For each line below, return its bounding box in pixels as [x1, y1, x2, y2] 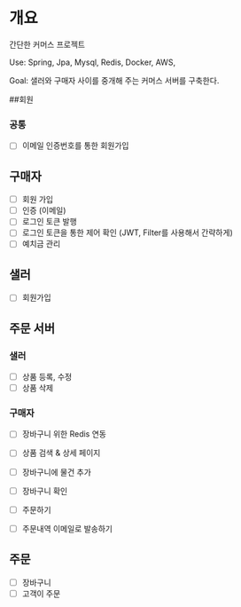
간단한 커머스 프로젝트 [9, 39, 86, 50]
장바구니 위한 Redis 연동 [21, 429, 106, 439]
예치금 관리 [21, 239, 61, 249]
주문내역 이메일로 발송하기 [21, 523, 113, 533]
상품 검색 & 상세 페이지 [21, 447, 101, 458]
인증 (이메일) [21, 205, 66, 216]
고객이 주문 [21, 587, 61, 599]
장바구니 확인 [21, 485, 68, 496]
